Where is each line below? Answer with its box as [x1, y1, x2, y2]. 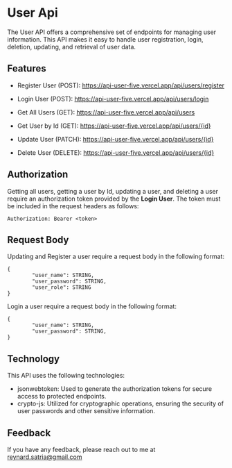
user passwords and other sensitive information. [17, 407, 156, 415]
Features [7, 62, 46, 74]
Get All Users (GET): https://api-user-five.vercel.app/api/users [17, 108, 195, 116]
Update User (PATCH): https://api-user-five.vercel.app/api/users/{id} [17, 135, 214, 143]
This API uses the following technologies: [7, 371, 125, 380]
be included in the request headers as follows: [7, 201, 139, 210]
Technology [7, 353, 60, 365]
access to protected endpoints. [17, 392, 107, 401]
